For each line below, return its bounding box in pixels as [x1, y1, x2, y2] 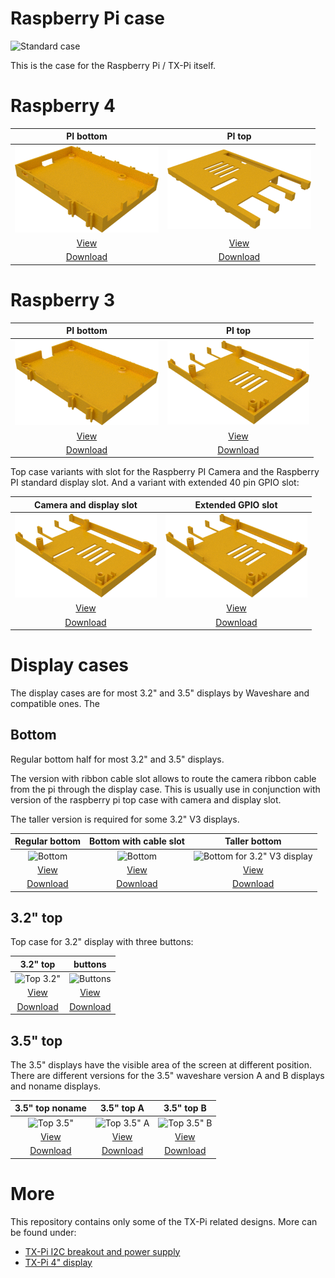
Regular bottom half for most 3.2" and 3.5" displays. [10, 753, 225, 765]
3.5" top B [163, 1102, 207, 1114]
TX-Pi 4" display [24, 1256, 93, 1268]
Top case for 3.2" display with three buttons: [10, 936, 194, 948]
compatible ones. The [10, 698, 100, 709]
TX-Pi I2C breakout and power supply [24, 1245, 181, 1257]
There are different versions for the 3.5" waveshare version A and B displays [10, 1069, 325, 1081]
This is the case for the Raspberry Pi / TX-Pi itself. [10, 59, 217, 71]
